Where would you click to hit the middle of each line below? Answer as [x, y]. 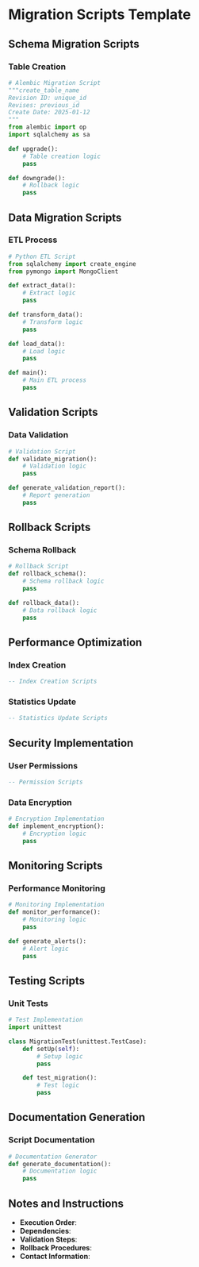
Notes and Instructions [66, 1203]
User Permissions [43, 765]
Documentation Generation [77, 1117]
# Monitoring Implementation [56, 905]
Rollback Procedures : [56, 1248]
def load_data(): [37, 344]
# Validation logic [55, 466]
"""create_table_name [44, 90]
